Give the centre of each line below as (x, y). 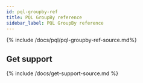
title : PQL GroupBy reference (44, 17)
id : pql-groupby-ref (32, 12)
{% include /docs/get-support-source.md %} (62, 73)
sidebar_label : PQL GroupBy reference (55, 23)
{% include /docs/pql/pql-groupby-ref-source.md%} (71, 40)
